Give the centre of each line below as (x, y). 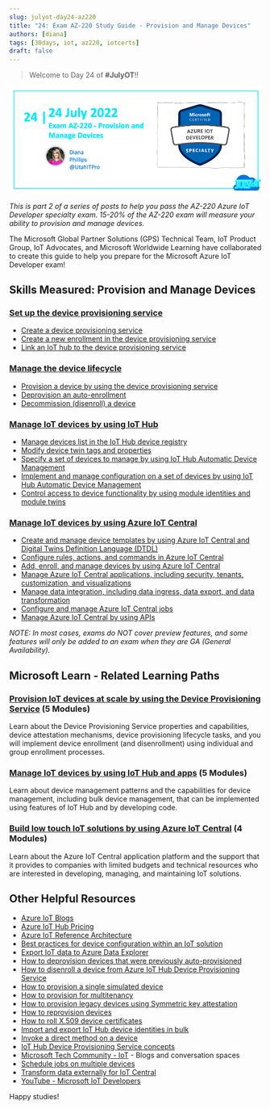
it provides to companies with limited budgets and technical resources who (134, 864)
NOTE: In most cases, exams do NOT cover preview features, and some (129, 633)
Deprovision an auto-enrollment (73, 395)
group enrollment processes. (57, 752)
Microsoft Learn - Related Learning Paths (114, 675)
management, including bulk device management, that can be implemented (135, 799)
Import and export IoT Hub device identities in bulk (105, 1030)
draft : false (31, 51)
